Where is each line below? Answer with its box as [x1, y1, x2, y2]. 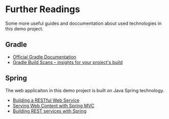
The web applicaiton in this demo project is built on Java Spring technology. [5, 87, 164, 93]
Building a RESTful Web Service [12, 97, 80, 103]
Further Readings [5, 4, 80, 15]
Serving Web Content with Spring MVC [12, 102, 95, 108]
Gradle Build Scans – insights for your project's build [12, 59, 123, 65]
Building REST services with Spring [12, 108, 87, 114]
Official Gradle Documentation [12, 54, 76, 60]
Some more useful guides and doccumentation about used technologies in [5, 20, 162, 26]
